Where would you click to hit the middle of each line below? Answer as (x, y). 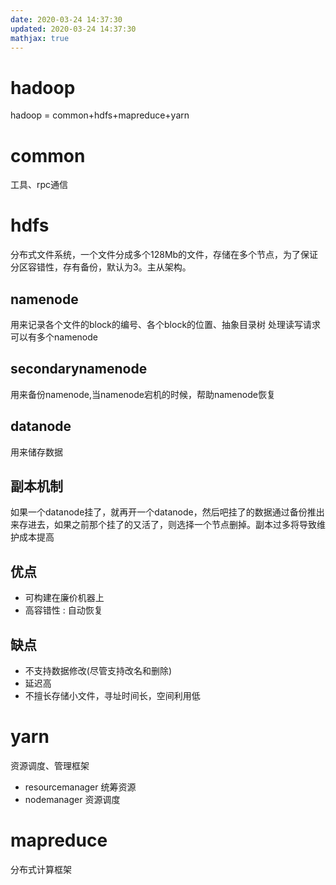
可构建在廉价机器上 (64, 598)
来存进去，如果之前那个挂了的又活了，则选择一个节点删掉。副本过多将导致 (163, 525)
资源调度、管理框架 (50, 765)
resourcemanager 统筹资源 (80, 787)
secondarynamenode (79, 369)
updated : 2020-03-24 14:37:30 (73, 29)
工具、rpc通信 (39, 185)
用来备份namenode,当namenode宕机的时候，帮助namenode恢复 (143, 394)
